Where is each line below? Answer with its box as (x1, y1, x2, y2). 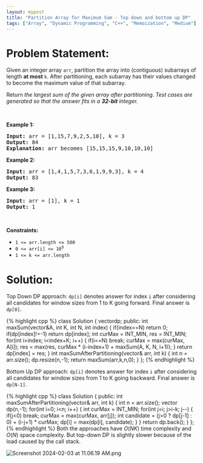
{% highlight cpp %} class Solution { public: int (6, 393, 123, 400)
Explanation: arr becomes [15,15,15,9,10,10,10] (6, 145, 153, 152)
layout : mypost (6, 9, 45, 15)
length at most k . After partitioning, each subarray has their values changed (6, 73, 196, 80)
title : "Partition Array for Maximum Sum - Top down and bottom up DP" (6, 15, 191, 21)
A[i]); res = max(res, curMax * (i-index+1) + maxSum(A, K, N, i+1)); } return (6, 343, 193, 351)
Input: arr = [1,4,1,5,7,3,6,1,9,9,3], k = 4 (6, 168, 144, 175)
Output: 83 (6, 174, 39, 181)
